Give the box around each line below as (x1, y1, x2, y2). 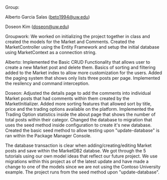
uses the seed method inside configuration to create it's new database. (5, 122, 152, 128)
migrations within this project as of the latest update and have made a (5, 158, 149, 164)
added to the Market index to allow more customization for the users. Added (5, 70, 162, 76)
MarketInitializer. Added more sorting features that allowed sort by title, (5, 101, 151, 107)
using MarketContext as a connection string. (5, 50, 96, 55)
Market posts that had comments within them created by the (5, 95, 130, 101)
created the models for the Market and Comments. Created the (5, 39, 135, 45)
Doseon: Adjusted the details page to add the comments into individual (5, 90, 151, 96)
